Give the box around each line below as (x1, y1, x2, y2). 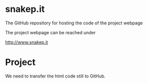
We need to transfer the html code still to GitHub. (5, 73, 106, 79)
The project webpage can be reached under (5, 29, 96, 35)
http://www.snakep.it (5, 39, 48, 45)
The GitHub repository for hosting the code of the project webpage (5, 20, 143, 26)
